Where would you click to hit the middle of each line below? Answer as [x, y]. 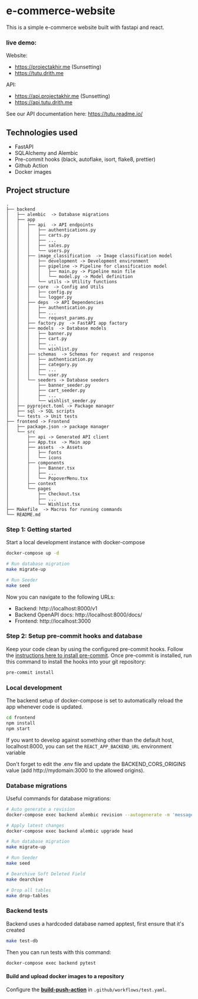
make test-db [22, 941]
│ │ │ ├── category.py [42, 364]
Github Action [31, 166]
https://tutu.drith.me [39, 73]
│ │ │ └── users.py [38, 250]
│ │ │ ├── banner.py [39, 333]
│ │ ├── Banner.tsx [41, 468]
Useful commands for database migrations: [59, 798]
